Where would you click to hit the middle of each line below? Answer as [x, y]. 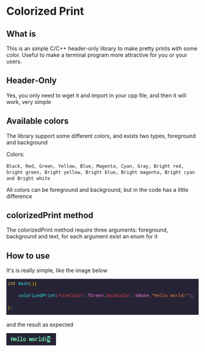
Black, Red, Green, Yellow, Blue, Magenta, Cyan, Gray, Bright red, [95, 166]
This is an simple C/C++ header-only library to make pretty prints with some [102, 48]
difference [19, 196]
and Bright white [28, 178]
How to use [28, 256]
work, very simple [29, 101]
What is [21, 34]
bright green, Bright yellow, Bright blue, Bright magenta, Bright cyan [101, 172]
